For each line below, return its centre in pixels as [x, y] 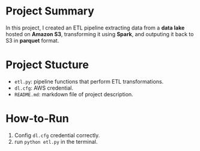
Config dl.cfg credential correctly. [57, 135]
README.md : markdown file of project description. [74, 94]
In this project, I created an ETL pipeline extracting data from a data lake [95, 28]
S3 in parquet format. [32, 40]
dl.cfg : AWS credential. [44, 88]
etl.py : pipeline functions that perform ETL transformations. [89, 81]
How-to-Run [38, 119]
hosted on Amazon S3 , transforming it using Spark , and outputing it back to [100, 34]
